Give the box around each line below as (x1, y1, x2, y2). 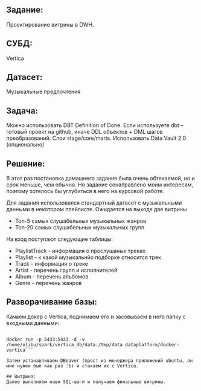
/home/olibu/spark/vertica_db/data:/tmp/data (6, 341, 123, 347)
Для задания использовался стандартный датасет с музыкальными (6, 199, 182, 206)
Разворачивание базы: (6, 297, 98, 307)
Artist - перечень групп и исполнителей (14, 266, 118, 274)
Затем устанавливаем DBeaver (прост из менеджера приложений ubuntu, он (6, 357, 193, 364)
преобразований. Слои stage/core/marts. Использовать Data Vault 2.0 (6, 134, 187, 142)
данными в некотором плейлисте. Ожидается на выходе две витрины (6, 206, 187, 213)
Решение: (6, 159, 45, 169)
